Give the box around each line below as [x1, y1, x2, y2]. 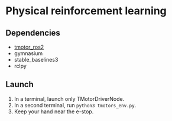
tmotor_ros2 [14, 43, 44, 50]
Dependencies [5, 28, 60, 38]
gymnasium [14, 50, 43, 57]
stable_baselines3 [14, 56, 59, 63]
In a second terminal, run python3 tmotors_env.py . [14, 101, 137, 109]
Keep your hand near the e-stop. [14, 108, 94, 115]
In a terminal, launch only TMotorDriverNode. [14, 95, 125, 102]
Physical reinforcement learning [5, 4, 167, 18]
